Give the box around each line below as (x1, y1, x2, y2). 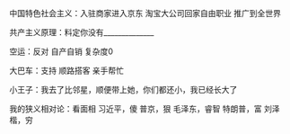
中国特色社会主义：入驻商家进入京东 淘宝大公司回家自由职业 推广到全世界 (9, 8, 281, 18)
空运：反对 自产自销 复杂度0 (9, 46, 114, 57)
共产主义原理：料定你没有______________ (9, 27, 154, 38)
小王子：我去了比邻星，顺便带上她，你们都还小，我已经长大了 (9, 85, 238, 94)
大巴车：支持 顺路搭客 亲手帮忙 (9, 66, 124, 76)
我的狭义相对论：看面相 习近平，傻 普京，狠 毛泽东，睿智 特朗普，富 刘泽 (9, 103, 280, 114)
